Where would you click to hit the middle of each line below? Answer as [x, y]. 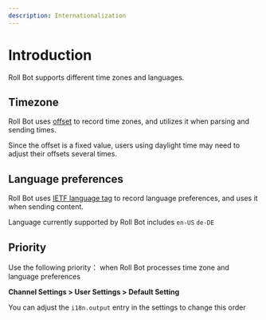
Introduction [50, 55]
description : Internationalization [67, 16]
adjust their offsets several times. [63, 154]
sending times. [33, 130]
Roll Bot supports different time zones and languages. [96, 77]
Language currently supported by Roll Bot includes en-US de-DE [111, 222]
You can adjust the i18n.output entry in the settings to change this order [127, 307]
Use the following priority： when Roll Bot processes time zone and [119, 267]
